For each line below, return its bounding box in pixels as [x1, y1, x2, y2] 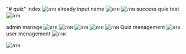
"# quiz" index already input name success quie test [6, 6, 180, 12]
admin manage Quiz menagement [6, 24, 165, 30]
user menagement [6, 30, 51, 37]
